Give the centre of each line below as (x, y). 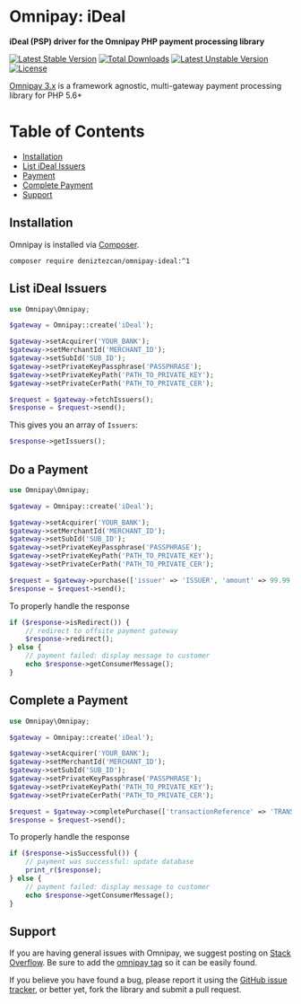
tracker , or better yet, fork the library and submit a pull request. (125, 990)
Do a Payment (49, 469)
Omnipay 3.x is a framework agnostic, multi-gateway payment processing (146, 85)
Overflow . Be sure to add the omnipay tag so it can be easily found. (133, 963)
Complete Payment (58, 185)
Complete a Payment (69, 701)
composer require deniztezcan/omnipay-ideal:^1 (100, 261)
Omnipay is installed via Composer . (74, 244)
